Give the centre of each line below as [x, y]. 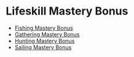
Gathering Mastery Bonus [47, 34]
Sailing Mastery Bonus [43, 47]
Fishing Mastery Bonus [44, 28]
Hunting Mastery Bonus [45, 41]
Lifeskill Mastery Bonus [67, 11]
